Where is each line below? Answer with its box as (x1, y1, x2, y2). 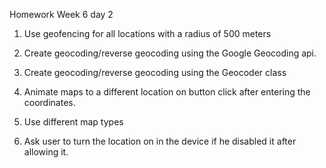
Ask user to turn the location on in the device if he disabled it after (23, 135, 297, 147)
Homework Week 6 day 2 (9, 9, 114, 20)
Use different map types (23, 116, 124, 128)
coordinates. (23, 97, 76, 108)
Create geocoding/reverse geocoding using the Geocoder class (23, 67, 287, 78)
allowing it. (23, 146, 69, 158)
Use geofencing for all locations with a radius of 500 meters (23, 28, 272, 39)
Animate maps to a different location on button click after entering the (23, 86, 311, 98)
